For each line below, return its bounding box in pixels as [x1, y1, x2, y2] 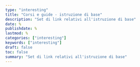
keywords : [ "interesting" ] [5, 40, 62, 45]
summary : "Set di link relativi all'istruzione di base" [5, 54, 127, 59]
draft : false [5, 45, 33, 50]
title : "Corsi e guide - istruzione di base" [5, 12, 102, 17]
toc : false [5, 49, 28, 54]
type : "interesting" [5, 7, 49, 13]
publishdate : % [5, 26, 37, 31]
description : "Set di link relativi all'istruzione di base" [5, 17, 136, 22]
